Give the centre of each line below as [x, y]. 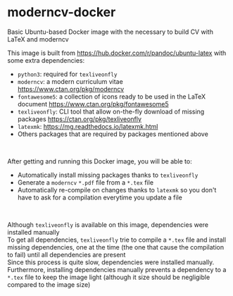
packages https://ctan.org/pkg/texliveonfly [80, 119]
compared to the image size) [49, 284]
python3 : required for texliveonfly [67, 74]
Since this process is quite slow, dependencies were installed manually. [111, 262]
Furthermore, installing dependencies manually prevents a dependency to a [117, 269]
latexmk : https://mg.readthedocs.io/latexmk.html [88, 126]
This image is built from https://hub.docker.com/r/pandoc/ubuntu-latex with [117, 53]
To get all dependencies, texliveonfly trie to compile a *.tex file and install [117, 240]
